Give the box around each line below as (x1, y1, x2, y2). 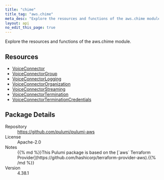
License (5, 134, 21, 140)
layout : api (5, 20, 29, 26)
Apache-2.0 (17, 139, 41, 145)
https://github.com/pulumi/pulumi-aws (17, 128, 95, 134)
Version (5, 165, 20, 171)
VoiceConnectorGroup (12, 71, 58, 76)
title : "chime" (5, 7, 36, 12)
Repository (5, 124, 27, 129)
